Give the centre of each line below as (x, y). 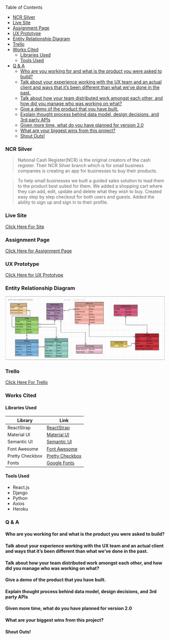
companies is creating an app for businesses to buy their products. (88, 171)
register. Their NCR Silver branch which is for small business (81, 166)
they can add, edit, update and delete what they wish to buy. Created (90, 191)
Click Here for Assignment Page (39, 250)
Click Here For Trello (27, 382)
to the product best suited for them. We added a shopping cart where (90, 186)
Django (20, 493)
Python (20, 498)
